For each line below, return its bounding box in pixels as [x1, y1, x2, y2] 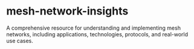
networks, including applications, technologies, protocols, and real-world [6, 30, 189, 38]
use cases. [6, 37, 33, 44]
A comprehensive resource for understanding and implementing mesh [6, 24, 181, 31]
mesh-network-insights [6, 4, 129, 18]
